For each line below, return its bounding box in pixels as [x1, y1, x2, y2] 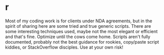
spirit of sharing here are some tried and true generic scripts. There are [5, 23, 152, 29]
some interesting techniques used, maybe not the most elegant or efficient [5, 28, 158, 34]
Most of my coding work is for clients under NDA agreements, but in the [5, 18, 153, 24]
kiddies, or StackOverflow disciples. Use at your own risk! [5, 44, 123, 50]
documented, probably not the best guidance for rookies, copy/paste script [5, 39, 159, 45]
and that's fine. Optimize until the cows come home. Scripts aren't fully [5, 34, 151, 40]
